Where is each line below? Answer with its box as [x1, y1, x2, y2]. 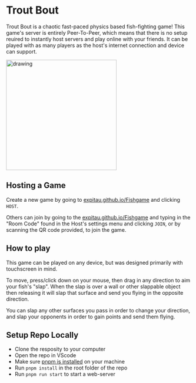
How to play [6, 244, 51, 254]
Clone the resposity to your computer [14, 345, 106, 353]
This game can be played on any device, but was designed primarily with [6, 259, 184, 266]
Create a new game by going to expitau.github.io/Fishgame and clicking [6, 196, 181, 203]
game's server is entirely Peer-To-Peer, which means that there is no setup [6, 29, 188, 36]
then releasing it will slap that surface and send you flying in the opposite [6, 289, 184, 296]
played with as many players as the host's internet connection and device [6, 42, 184, 49]
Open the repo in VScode [14, 352, 77, 359]
